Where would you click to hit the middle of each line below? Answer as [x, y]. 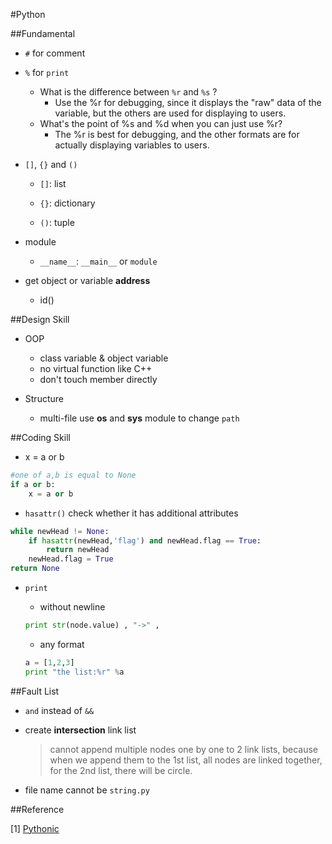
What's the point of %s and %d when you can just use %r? [161, 123]
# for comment [55, 53]
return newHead [78, 550]
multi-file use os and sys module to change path [139, 418]
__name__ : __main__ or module [98, 261]
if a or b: [33, 484]
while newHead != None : [60, 531]
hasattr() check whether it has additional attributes [131, 513]
